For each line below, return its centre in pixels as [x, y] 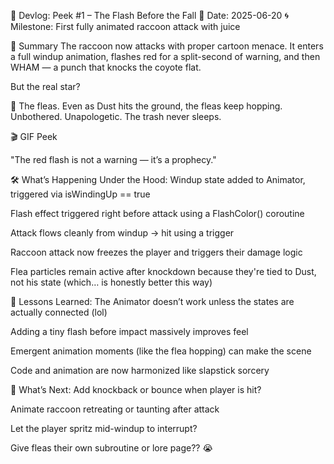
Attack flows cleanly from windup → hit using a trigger [122, 233]
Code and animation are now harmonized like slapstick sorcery [140, 370]
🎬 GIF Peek [34, 136]
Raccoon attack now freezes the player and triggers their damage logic [156, 252]
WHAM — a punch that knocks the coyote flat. [106, 67]
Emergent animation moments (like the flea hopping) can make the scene [161, 351]
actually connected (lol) [59, 312]
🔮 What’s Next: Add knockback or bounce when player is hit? [136, 389]
